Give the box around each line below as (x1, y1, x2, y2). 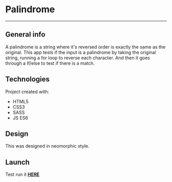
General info (5, 30, 46, 39)
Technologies (5, 75, 50, 84)
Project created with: (5, 88, 50, 95)
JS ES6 (12, 115, 28, 121)
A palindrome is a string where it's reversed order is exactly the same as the (5, 43, 166, 50)
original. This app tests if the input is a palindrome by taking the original (5, 49, 156, 55)
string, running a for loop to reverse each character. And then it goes (5, 55, 150, 61)
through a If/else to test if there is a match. (5, 60, 95, 66)
